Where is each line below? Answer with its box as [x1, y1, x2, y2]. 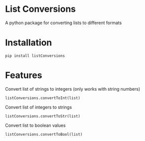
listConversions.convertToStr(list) [5, 113, 80, 119]
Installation [5, 37, 52, 48]
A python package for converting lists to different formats [5, 20, 122, 26]
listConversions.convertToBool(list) [5, 132, 83, 137]
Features [5, 70, 42, 81]
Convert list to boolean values [5, 122, 66, 128]
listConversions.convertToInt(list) [5, 95, 80, 101]
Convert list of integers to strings [5, 104, 72, 110]
